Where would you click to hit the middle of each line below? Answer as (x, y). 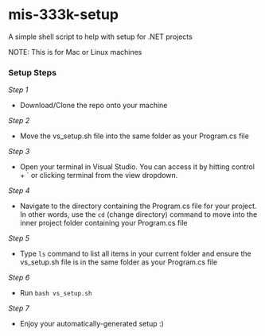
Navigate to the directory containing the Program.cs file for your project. (138, 206)
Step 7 (19, 308)
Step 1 (18, 90)
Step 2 (19, 121)
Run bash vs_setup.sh (56, 293)
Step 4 (19, 191)
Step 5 (19, 238)
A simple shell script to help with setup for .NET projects (100, 37)
